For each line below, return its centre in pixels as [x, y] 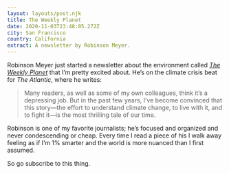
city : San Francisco [37, 33]
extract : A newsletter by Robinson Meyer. [69, 45]
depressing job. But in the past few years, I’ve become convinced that [123, 100]
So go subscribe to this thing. [49, 163]
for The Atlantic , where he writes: [54, 79]
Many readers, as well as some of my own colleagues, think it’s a [116, 93]
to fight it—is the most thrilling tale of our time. [90, 115]
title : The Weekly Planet [44, 20]
